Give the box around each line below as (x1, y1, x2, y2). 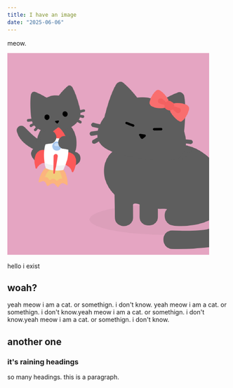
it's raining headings (7, 356, 79, 366)
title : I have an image (7, 11, 77, 18)
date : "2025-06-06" (7, 18, 65, 26)
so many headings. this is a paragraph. (7, 373, 119, 381)
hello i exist (7, 262, 40, 270)
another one (7, 335, 62, 347)
